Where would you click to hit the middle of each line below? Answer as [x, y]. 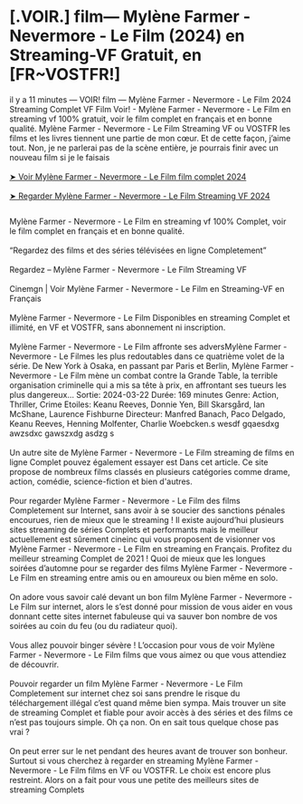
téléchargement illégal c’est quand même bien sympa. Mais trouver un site [148, 702]
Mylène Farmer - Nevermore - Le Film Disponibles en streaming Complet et [150, 317]
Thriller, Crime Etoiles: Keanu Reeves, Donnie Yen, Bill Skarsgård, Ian [137, 404]
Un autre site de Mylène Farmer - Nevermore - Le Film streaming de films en [152, 452]
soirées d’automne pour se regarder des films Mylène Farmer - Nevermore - [151, 567]
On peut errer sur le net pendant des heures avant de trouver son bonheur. [148, 751]
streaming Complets [47, 789]
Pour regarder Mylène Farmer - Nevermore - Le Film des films [125, 500]
